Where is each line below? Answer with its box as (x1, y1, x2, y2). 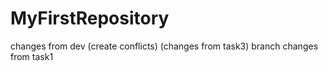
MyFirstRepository (10, 7, 170, 30)
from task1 (10, 50, 54, 62)
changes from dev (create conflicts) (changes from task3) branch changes (10, 40, 319, 52)
